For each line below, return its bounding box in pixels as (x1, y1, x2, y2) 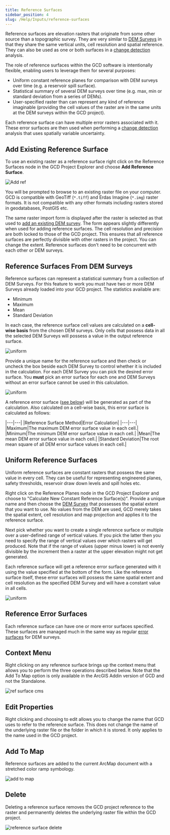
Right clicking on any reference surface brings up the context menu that (5, 662, 156, 668)
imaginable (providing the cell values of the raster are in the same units (12, 105, 161, 111)
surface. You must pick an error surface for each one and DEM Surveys (5, 374, 156, 380)
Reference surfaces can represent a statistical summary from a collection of (5, 275, 164, 282)
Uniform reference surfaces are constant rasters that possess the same (5, 469, 155, 475)
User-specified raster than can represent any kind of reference (12, 99, 145, 105)
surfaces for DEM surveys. (5, 634, 61, 640)
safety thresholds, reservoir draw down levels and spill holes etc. (5, 480, 141, 486)
